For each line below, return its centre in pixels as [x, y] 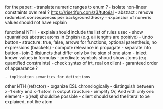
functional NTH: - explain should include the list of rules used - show [74, 32]
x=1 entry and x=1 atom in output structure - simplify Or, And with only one [80, 91]
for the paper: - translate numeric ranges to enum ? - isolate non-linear [76, 7]
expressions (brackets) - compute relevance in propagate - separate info [78, 47]
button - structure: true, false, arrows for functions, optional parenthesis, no [81, 42]
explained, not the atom [29, 101]
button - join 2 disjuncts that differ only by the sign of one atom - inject [76, 53]
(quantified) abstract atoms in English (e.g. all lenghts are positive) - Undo [79, 37]
